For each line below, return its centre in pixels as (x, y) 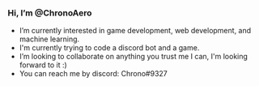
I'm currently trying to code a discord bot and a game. (109, 48)
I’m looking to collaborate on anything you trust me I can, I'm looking (134, 57)
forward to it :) (43, 65)
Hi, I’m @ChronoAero (50, 13)
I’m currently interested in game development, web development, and (135, 31)
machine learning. (49, 39)
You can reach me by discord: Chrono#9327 (93, 74)
